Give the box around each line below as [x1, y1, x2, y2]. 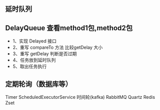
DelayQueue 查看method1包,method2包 [5, 23, 133, 32]
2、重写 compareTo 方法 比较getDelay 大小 [12, 45, 103, 51]
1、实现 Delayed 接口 [12, 38, 57, 44]
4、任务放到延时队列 [12, 57, 56, 63]
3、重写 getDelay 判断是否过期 [12, 51, 77, 57]
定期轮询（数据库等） [5, 80, 72, 88]
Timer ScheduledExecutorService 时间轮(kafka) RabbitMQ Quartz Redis [5, 94, 155, 100]
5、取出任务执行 [12, 63, 47, 69]
